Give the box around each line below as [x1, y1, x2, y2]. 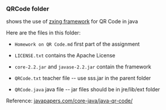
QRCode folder [6, 5, 49, 13]
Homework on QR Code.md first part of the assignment [14, 40, 140, 48]
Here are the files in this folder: [6, 29, 81, 36]
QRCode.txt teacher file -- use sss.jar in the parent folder [14, 75, 151, 82]
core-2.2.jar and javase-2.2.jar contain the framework [14, 63, 151, 70]
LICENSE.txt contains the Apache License [14, 52, 116, 59]
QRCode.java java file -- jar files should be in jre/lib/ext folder [14, 86, 160, 93]
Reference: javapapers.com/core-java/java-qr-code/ [6, 97, 133, 104]
